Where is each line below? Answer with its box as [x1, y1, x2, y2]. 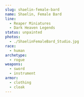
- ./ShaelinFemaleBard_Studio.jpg [9, 39, 79, 44]
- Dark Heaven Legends [9, 25, 55, 30]
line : [5, 16, 16, 21]
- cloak [9, 84, 25, 90]
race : [5, 44, 16, 48]
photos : [5, 35, 21, 40]
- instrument [9, 71, 36, 76]
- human [9, 48, 25, 53]
